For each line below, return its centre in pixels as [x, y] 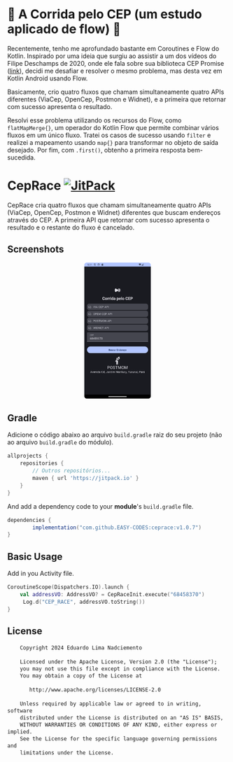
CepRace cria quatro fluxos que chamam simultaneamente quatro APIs [109, 205]
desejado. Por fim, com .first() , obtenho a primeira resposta [97, 150]
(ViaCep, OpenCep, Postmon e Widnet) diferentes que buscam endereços [114, 212]
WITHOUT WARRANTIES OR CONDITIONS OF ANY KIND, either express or [119, 725]
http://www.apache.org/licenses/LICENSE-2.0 [95, 690]
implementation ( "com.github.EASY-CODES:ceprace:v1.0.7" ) [117, 528]
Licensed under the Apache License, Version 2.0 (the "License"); [119, 662]
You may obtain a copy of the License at [81, 676]
